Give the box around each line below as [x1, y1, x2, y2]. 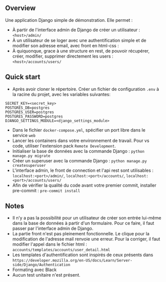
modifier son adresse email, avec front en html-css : [12, 42, 119, 49]
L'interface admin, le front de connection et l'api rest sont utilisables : [12, 167, 154, 173]
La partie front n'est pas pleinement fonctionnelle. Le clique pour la [12, 231, 150, 237]
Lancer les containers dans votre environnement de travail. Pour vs [12, 138, 150, 143]
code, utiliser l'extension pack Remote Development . [12, 142, 116, 148]
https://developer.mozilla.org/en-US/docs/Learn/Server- [12, 258, 133, 263]
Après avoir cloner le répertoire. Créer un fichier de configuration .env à [12, 86, 160, 92]
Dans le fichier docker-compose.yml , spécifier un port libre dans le [12, 127, 146, 133]
